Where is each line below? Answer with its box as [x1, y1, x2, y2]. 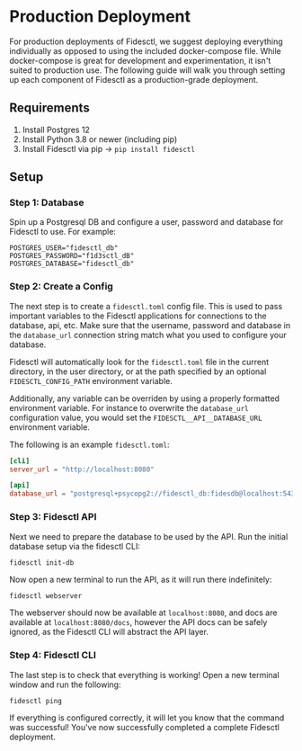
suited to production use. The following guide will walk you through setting [9, 65, 286, 76]
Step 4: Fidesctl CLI [9, 649, 97, 662]
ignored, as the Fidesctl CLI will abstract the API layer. [9, 627, 209, 638]
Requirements [9, 101, 90, 116]
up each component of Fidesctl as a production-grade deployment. [9, 74, 259, 85]
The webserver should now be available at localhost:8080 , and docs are [9, 607, 278, 618]
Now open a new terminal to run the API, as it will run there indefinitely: [9, 574, 272, 586]
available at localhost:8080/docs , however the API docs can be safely [9, 617, 268, 628]
